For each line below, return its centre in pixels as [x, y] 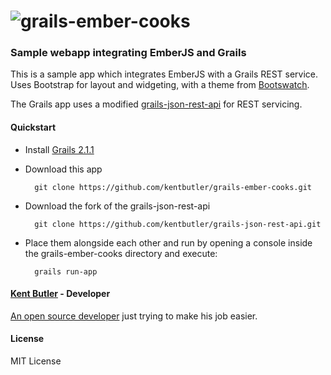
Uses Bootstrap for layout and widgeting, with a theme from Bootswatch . [160, 85]
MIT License [36, 361]
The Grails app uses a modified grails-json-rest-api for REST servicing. [156, 104]
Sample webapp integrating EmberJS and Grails [128, 53]
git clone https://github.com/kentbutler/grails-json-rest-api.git [178, 224]
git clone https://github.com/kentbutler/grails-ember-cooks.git [173, 187]
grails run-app [66, 271]
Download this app [63, 169]
